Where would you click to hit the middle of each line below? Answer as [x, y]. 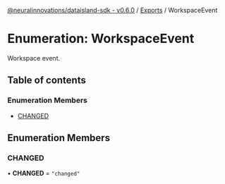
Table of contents [47, 80]
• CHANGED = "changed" [44, 173]
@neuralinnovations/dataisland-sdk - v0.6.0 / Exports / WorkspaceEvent [112, 10]
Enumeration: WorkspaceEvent [101, 39]
